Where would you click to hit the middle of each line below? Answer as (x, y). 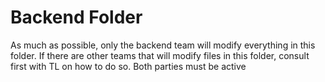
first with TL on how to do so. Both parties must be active (128, 66)
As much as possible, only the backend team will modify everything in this (163, 45)
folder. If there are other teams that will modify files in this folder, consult (160, 55)
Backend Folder (76, 17)
